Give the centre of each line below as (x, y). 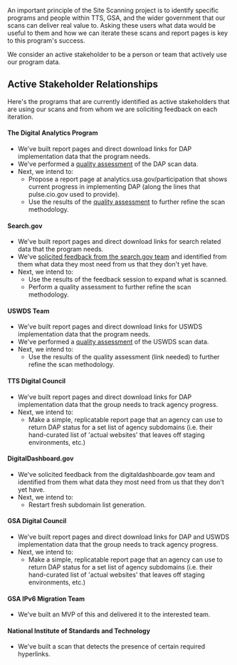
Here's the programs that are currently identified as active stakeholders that (118, 101)
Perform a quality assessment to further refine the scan (110, 287)
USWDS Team (28, 311)
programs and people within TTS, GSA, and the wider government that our (116, 18)
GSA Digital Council (37, 521)
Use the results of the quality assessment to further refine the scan (127, 202)
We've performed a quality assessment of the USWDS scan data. (113, 342)
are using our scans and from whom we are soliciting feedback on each (112, 109)
